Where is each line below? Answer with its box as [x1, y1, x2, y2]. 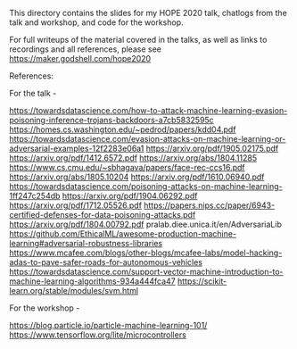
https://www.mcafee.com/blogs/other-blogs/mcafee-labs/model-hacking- [9, 247, 283, 258]
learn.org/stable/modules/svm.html [9, 286, 139, 295]
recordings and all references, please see [9, 44, 162, 54]
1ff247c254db [9, 191, 61, 201]
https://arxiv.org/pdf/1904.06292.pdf [62, 191, 198, 201]
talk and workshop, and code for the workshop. [9, 17, 185, 28]
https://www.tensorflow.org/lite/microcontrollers [9, 329, 187, 340]
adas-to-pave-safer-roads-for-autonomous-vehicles [9, 257, 203, 267]
